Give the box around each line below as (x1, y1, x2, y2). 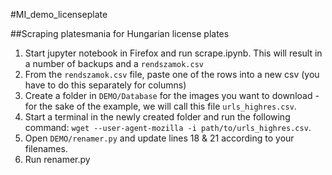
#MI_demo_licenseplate (10, 9, 108, 20)
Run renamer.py (24, 154, 91, 165)
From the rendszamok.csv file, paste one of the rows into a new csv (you (24, 69, 320, 80)
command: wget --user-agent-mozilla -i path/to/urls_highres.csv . (24, 122, 312, 133)
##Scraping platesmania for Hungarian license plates (10, 28, 230, 39)
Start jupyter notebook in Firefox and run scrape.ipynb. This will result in (24, 47, 323, 59)
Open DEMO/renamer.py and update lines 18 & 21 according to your (24, 132, 295, 144)
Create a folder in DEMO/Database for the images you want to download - (24, 90, 320, 101)
